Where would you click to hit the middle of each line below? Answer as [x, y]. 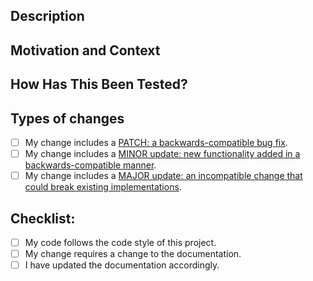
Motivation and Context [85, 50]
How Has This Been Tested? [99, 84]
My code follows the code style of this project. [120, 242]
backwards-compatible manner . [90, 165]
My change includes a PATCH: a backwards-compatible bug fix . [156, 142]
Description [47, 16]
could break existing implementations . [103, 187]
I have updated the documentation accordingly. [122, 265]
